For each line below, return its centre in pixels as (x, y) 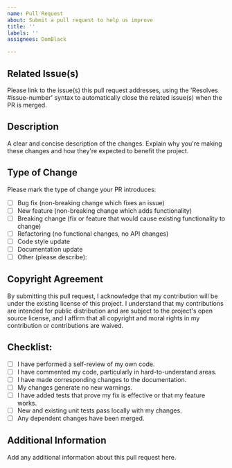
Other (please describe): (52, 257)
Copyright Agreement (55, 279)
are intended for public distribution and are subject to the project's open (110, 311)
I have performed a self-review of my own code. (86, 364)
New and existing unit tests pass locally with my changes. (99, 410)
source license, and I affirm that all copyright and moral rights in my (104, 318)
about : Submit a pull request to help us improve (80, 20)
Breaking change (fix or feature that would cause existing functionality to (121, 218)
